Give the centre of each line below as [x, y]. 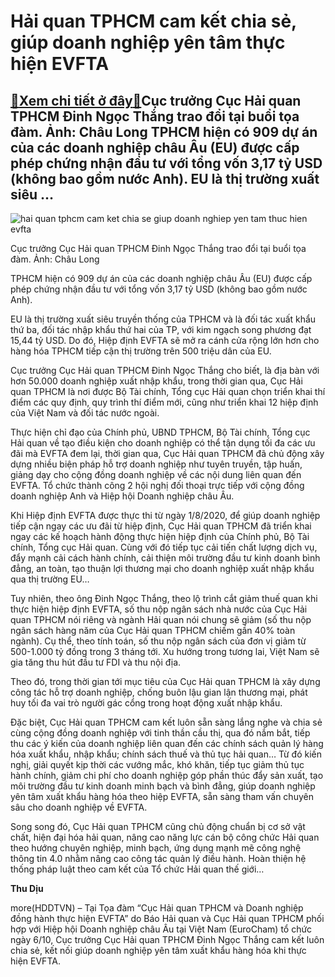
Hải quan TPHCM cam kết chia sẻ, [153, 21]
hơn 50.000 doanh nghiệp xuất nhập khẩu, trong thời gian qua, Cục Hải [156, 381]
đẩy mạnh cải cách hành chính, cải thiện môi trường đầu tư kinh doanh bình [165, 558]
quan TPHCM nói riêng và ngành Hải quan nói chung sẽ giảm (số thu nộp [161, 619]
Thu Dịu [27, 888]
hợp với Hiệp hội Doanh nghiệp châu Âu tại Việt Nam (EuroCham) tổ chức [161, 929]
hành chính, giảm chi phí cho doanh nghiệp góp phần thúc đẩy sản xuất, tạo [167, 775]
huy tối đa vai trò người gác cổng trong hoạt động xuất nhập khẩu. [146, 703]
